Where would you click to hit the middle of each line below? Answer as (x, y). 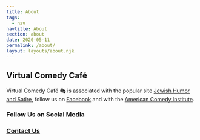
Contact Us (23, 131)
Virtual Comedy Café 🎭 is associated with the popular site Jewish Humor (98, 91)
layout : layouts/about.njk (40, 51)
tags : (13, 17)
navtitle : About (27, 29)
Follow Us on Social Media (45, 115)
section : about (25, 34)
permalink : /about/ (31, 46)
